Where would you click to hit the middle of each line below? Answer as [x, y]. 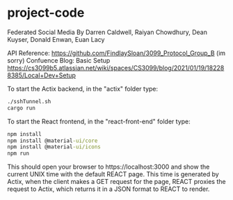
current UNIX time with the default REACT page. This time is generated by [113, 174]
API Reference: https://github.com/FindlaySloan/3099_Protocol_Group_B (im [116, 53]
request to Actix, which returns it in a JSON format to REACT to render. [109, 189]
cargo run [22, 108]
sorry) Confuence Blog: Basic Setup [59, 60]
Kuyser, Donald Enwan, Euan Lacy [56, 39]
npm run [18, 154]
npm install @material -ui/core [53, 141]
